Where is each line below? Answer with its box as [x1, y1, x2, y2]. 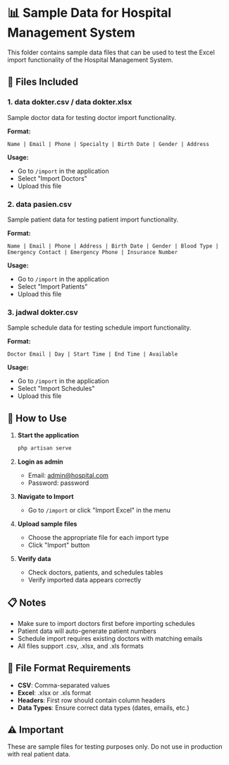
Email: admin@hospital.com [27, 471, 109, 479]
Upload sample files [17, 519, 78, 528]
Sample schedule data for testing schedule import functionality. [7, 323, 192, 332]
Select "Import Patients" [17, 282, 88, 291]
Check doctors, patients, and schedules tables [27, 568, 163, 577]
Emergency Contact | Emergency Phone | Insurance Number [7, 248, 178, 255]
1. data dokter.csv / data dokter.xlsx [7, 97, 132, 107]
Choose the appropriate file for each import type [27, 533, 169, 541]
